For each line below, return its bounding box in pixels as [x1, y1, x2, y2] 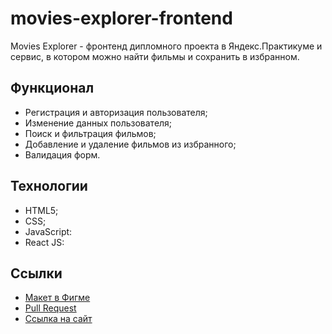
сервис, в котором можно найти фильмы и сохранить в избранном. [10, 50, 300, 62]
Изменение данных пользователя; [24, 117, 173, 129]
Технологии [10, 178, 88, 195]
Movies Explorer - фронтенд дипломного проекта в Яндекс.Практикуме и [10, 40, 323, 52]
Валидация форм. [24, 148, 101, 161]
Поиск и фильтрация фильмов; [24, 127, 157, 139]
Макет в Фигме [24, 292, 91, 304]
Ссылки [10, 265, 63, 282]
